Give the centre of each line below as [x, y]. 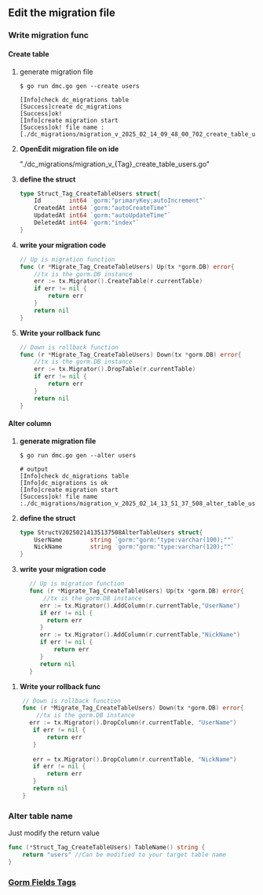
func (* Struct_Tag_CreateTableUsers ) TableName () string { [107, 848]
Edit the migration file [62, 13]
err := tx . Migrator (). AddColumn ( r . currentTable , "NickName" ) [140, 635]
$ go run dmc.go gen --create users [79, 86]
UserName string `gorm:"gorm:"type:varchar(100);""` [134, 540]
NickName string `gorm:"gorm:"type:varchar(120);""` [134, 547]
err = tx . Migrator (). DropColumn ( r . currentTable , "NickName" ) [135, 759]
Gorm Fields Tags [42, 882]
